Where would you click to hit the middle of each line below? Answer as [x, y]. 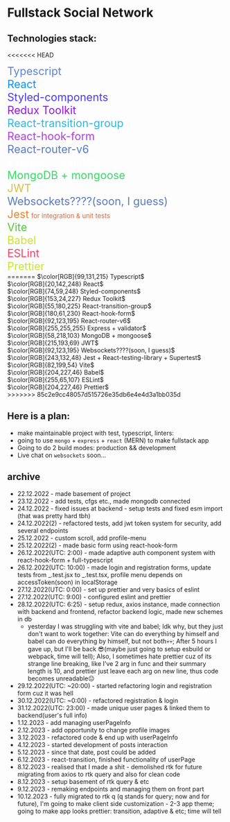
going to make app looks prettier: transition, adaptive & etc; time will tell [119, 811]
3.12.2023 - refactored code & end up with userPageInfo [98, 737]
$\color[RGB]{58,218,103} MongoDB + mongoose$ [79, 335]
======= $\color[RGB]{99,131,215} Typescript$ [76, 276]
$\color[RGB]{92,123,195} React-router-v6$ [69, 321]
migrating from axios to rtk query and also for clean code [99, 774]
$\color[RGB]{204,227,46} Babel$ [56, 372]
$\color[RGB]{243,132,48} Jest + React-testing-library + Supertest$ [104, 358]
